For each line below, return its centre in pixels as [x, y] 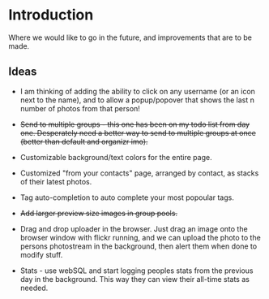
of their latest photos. [56, 181]
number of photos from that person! [80, 108]
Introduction [51, 15]
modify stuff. [41, 254]
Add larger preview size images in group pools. [99, 213]
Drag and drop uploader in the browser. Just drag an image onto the [134, 228]
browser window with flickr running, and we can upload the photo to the [140, 237]
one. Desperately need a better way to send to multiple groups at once [138, 132]
